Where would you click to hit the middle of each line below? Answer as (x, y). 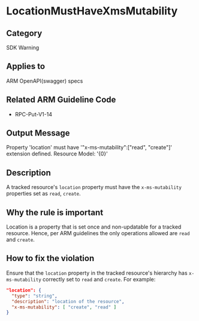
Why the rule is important (55, 212)
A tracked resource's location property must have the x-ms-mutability (94, 187)
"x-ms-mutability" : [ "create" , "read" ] (64, 307)
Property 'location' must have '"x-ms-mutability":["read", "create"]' (89, 148)
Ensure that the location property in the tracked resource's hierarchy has (97, 273)
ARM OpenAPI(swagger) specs (45, 81)
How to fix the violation (50, 258)
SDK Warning (23, 47)
